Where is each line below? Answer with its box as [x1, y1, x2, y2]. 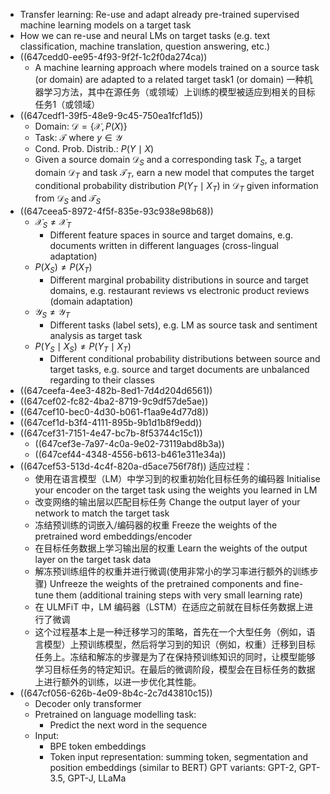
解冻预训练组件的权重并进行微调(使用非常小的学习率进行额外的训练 [34, 565, 310, 578]
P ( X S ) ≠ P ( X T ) [34, 260, 93, 275]
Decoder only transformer [34, 698, 142, 710]
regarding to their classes [49, 374, 155, 386]
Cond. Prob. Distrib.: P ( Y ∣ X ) [34, 143, 155, 154]
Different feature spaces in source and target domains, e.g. [49, 229, 293, 241]
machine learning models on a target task [19, 19, 192, 31]
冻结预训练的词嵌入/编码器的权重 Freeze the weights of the [34, 519, 278, 531]
